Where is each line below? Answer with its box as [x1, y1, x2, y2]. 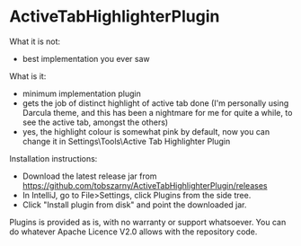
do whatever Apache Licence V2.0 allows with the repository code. [9, 226, 258, 237]
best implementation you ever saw [22, 53, 150, 64]
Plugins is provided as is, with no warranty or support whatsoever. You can [9, 216, 287, 227]
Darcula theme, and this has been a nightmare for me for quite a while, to [22, 107, 293, 118]
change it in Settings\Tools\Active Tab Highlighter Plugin [22, 136, 231, 146]
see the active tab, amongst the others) [22, 117, 169, 127]
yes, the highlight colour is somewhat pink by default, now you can [22, 126, 270, 136]
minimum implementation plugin [22, 88, 141, 99]
